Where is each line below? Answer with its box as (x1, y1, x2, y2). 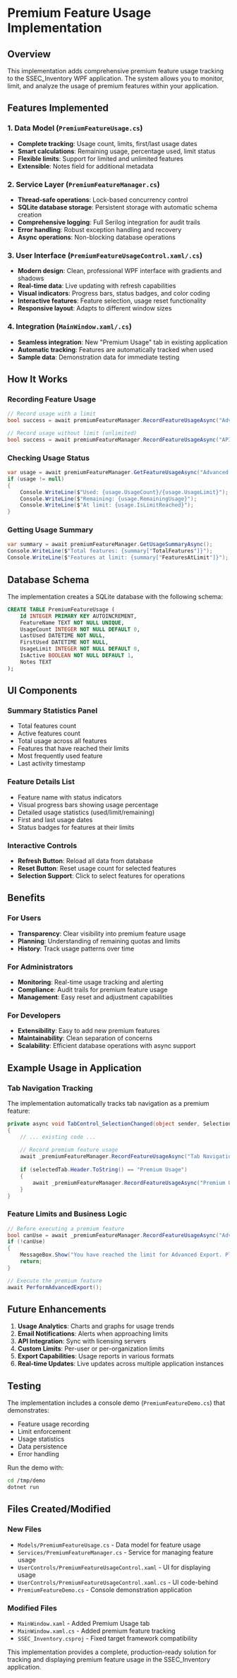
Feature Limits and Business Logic (7, 1209, 127, 1219)
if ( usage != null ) (7, 475, 65, 483)
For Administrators (7, 962, 73, 972)
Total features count (17, 722, 76, 730)
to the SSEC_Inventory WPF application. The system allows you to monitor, (7, 74, 224, 83)
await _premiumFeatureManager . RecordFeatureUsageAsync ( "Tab (20, 1153, 200, 1160)
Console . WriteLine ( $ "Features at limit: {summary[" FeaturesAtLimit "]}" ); (7, 554, 229, 562)
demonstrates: (7, 1406, 49, 1415)
